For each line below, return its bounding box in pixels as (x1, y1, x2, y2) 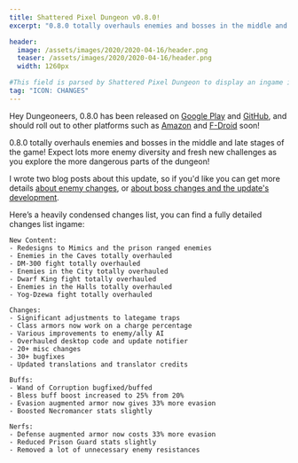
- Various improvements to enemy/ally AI (9, 329, 165, 338)
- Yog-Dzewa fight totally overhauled (9, 290, 153, 299)
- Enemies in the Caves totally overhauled (9, 251, 173, 260)
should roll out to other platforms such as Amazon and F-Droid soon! (9, 120, 260, 130)
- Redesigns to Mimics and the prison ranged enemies (9, 243, 213, 253)
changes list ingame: (9, 218, 85, 229)
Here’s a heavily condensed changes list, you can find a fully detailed (9, 209, 263, 220)
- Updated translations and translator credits (9, 360, 189, 369)
